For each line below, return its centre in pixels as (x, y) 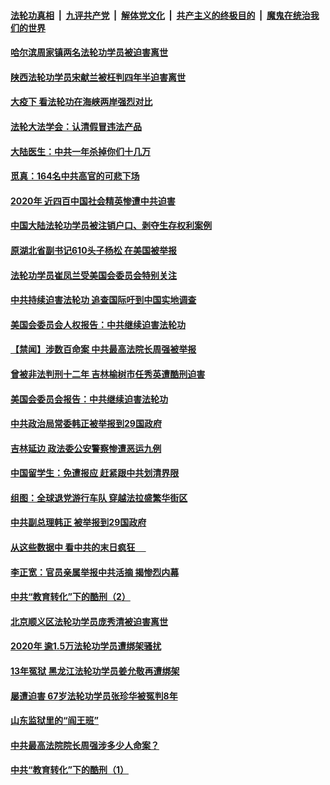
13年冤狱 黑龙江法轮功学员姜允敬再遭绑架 (95, 671)
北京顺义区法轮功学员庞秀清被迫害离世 (89, 621)
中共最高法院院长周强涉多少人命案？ (85, 745)
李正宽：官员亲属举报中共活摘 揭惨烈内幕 (95, 572)
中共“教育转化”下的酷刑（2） (70, 597)
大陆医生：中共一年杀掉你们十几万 (80, 151)
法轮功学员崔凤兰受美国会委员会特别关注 (93, 275)
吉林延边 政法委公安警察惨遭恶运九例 (86, 448)
